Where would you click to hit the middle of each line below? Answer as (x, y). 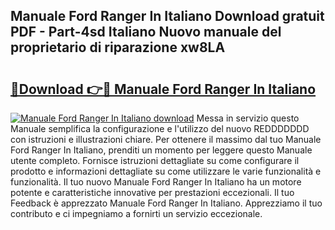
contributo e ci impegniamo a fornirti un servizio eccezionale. (136, 213)
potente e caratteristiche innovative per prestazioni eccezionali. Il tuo (152, 192)
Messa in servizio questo (248, 118)
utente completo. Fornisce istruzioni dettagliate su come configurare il (155, 160)
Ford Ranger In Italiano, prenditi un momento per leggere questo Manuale (161, 150)
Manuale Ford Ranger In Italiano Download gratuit (167, 16)
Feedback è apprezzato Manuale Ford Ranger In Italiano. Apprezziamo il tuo (166, 203)
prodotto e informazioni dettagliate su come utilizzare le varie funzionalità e (166, 171)
